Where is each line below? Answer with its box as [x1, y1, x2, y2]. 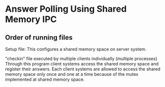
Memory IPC [5, 14, 57, 25]
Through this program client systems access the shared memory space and [5, 61, 159, 66]
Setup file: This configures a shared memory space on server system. [5, 46, 147, 52]
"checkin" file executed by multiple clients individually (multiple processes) [5, 56, 158, 62]
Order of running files [5, 33, 73, 42]
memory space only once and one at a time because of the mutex [5, 71, 139, 77]
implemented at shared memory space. [5, 77, 85, 82]
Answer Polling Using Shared [5, 3, 127, 15]
